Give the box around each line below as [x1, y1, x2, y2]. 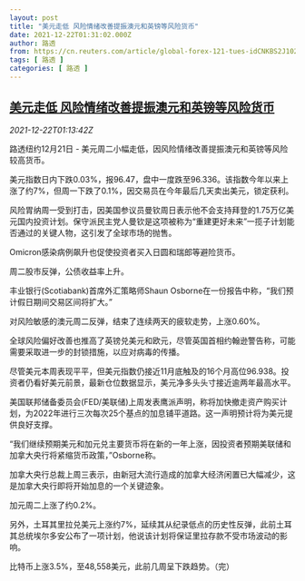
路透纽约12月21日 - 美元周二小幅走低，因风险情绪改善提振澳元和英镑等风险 [9, 143, 289, 154]
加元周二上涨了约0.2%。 [9, 499, 102, 510]
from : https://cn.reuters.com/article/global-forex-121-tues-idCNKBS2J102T [9, 47, 302, 56]
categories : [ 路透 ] [9, 64, 89, 74]
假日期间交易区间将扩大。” [16, 296, 113, 307]
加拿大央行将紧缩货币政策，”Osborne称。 [9, 449, 162, 460]
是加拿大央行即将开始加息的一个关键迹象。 [9, 480, 169, 491]
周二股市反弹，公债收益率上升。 [9, 265, 129, 277]
